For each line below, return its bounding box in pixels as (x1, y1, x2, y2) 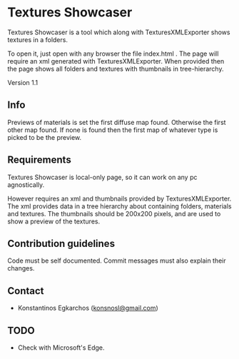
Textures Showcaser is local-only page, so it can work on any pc (7, 173, 198, 181)
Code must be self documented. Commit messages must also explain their (7, 256, 226, 265)
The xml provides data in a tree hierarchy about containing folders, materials (7, 201, 232, 211)
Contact (7, 285, 44, 297)
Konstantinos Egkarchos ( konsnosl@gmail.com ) (17, 304, 158, 313)
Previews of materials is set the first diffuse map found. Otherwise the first (7, 118, 226, 126)
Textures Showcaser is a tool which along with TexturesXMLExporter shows (7, 28, 230, 36)
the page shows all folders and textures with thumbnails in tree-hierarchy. (7, 64, 224, 73)
